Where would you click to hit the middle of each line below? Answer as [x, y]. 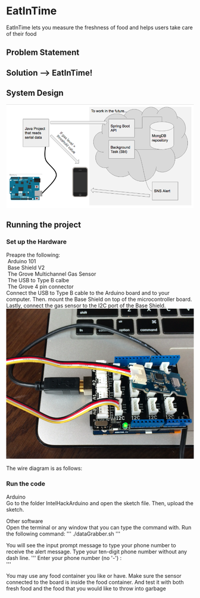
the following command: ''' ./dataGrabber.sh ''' [63, 534]
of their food [21, 33]
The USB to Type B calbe [38, 280]
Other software [25, 521]
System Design [35, 93]
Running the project [44, 225]
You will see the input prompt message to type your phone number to [91, 545]
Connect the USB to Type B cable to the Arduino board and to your [88, 292]
